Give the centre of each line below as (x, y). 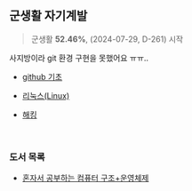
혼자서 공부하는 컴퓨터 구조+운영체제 (85, 178)
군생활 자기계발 (48, 16)
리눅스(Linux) (46, 95)
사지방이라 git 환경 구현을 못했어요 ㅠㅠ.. (79, 58)
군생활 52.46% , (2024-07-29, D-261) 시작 (107, 39)
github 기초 (42, 76)
